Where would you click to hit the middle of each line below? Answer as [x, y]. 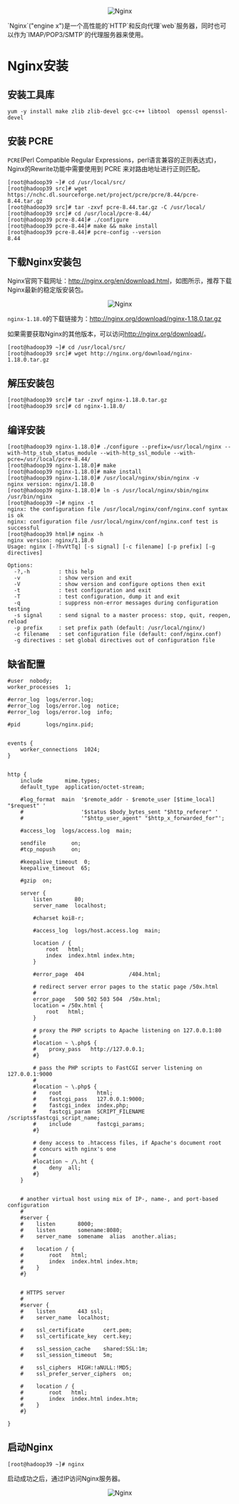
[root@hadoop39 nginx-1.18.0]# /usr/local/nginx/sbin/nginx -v [103, 478]
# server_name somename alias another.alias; [98, 1237]
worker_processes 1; [40, 687]
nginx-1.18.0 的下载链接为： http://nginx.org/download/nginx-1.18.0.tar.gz [115, 318]
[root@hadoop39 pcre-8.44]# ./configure [68, 220]
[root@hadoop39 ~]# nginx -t [51, 503]
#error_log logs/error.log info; [60, 712]
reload [17, 622]
